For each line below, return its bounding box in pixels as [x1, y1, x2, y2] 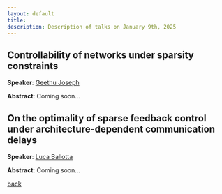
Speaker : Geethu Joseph [7, 78, 80, 87]
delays [7, 134, 37, 146]
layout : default [7, 10, 54, 17]
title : [7, 17, 27, 24]
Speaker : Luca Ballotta [7, 153, 73, 161]
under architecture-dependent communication [7, 123, 215, 135]
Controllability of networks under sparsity [7, 49, 194, 61]
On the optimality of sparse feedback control [7, 112, 207, 124]
